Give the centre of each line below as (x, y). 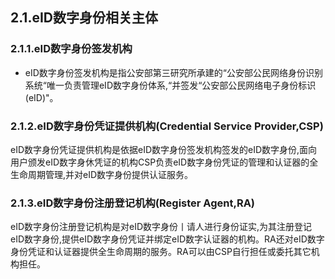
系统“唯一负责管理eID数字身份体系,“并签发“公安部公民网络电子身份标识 (170, 85)
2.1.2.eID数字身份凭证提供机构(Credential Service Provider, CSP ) (167, 126)
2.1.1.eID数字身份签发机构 (71, 49)
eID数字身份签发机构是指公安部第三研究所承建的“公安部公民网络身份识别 (173, 72)
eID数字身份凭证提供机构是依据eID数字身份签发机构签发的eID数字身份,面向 (164, 149)
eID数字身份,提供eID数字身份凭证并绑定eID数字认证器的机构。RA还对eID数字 (167, 239)
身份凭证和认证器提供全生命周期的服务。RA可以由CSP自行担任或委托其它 (161, 252)
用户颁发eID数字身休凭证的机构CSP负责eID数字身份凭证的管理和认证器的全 (164, 162)
